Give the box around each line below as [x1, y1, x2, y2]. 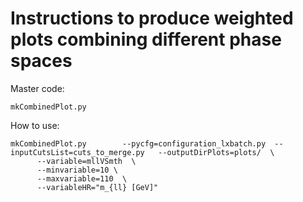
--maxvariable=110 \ [36, 173, 128, 184]
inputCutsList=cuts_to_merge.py [10, 147, 145, 157]
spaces [10, 50, 73, 72]
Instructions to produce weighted [10, 7, 294, 30]
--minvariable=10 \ [36, 165, 118, 175]
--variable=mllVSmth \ [36, 156, 137, 166]
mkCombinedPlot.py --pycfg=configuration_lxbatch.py [10, 138, 267, 149]
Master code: [10, 82, 65, 94]
